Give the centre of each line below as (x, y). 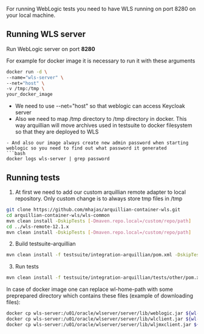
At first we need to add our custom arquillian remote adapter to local (100, 192)
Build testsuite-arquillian (45, 244)
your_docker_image (29, 94)
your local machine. (31, 15)
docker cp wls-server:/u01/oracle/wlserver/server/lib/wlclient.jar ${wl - (103, 319)
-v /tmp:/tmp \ (25, 89)
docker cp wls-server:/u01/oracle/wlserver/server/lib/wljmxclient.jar (99, 324)
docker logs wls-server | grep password (58, 159)
